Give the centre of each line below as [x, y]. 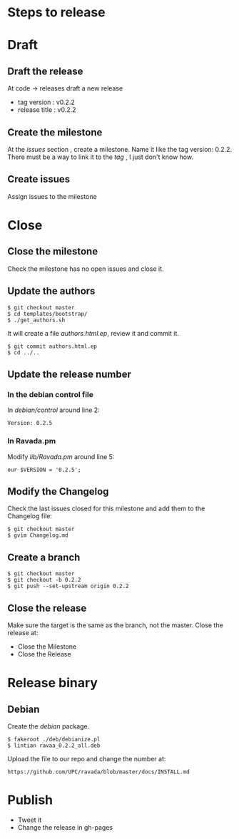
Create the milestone [55, 132]
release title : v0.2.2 [47, 110]
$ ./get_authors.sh [36, 320]
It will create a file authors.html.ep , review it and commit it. [93, 333]
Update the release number [70, 375]
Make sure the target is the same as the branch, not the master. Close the [115, 625]
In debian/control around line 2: [54, 410]
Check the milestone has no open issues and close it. [86, 269]
